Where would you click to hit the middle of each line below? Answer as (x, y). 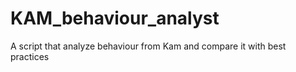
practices (30, 56)
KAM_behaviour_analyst (115, 18)
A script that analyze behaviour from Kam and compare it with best (148, 46)
